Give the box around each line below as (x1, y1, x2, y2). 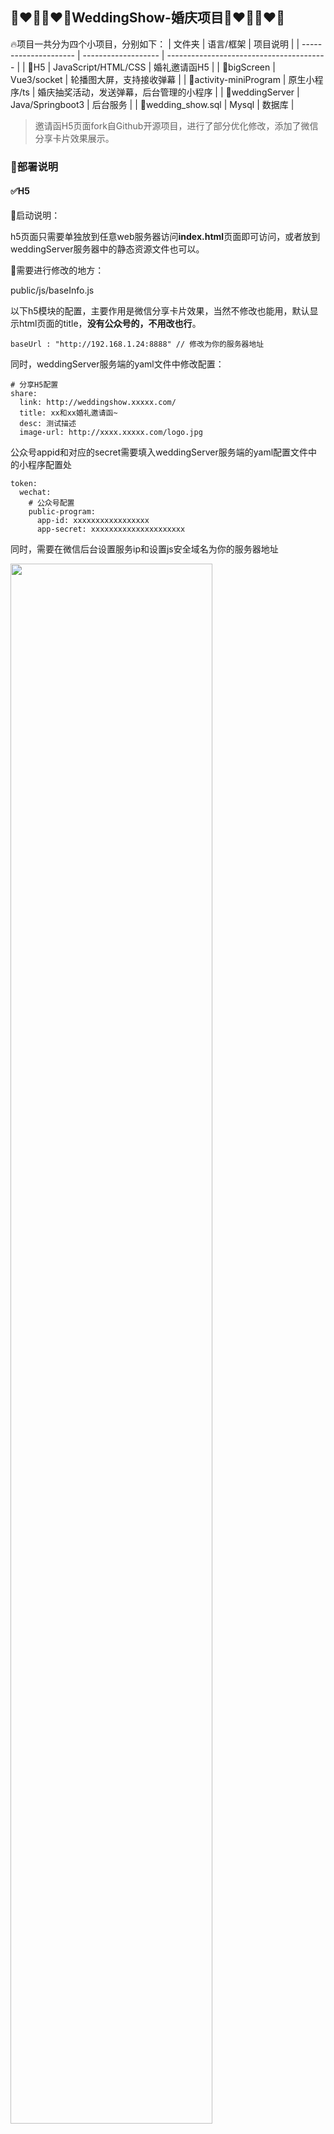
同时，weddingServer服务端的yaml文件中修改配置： (10, 358, 225, 370)
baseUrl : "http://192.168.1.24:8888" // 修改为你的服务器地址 (10, 339, 265, 349)
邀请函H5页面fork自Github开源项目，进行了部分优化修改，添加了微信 (34, 119, 319, 132)
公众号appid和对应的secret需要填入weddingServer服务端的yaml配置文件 (10, 446, 309, 458)
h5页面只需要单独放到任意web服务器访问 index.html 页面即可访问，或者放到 (10, 230, 321, 242)
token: (10, 478, 38, 488)
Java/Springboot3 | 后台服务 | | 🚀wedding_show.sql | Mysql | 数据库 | (10, 98, 295, 110)
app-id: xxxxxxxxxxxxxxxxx (36, 515, 150, 525)
